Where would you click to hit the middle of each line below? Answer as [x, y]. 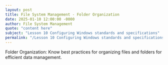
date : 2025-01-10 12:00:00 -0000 [40, 19]
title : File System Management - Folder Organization [62, 14]
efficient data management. [33, 57]
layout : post [19, 10]
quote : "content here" [29, 28]
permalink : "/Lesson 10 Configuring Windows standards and [68, 38]
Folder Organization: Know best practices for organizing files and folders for [83, 52]
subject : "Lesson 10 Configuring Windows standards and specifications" [82, 33]
